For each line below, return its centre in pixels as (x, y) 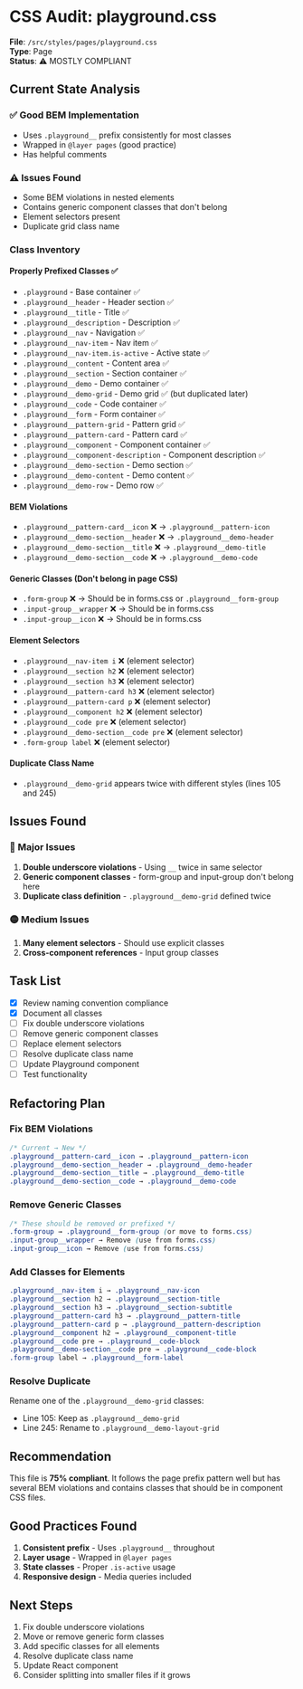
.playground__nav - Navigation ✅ (83, 333)
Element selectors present (71, 216)
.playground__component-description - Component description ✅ (144, 455)
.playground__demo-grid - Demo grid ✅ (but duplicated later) (135, 394)
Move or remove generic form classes (93, 1637)
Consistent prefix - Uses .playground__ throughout (118, 1548)
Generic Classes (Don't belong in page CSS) (94, 578)
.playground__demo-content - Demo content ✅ (108, 475)
